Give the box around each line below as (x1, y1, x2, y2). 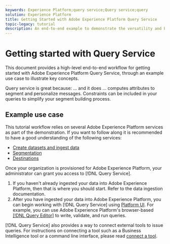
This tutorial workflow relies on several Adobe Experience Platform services (5, 124, 163, 130)
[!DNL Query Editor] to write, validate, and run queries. (12, 212, 126, 218)
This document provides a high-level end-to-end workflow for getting (5, 65, 150, 71)
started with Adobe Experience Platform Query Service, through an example (5, 70, 164, 76)
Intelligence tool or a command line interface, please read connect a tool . (5, 233, 158, 239)
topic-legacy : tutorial (5, 21, 56, 27)
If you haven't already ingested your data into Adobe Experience (12, 180, 147, 186)
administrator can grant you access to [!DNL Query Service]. (5, 170, 132, 176)
